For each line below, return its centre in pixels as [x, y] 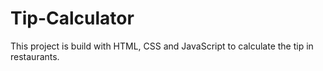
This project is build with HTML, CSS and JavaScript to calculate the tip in [162, 46]
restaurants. [35, 56]
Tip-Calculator [72, 18]
